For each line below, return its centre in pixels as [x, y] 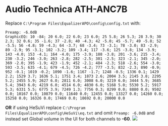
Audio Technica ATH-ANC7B [66, 9]
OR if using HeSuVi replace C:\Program [45, 107]
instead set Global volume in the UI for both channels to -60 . [68, 118]
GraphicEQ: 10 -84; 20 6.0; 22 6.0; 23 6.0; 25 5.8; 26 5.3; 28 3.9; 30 [83, 37]
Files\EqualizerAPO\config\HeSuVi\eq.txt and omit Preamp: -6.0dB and [80, 113]
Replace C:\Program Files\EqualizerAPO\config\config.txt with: [73, 23]
